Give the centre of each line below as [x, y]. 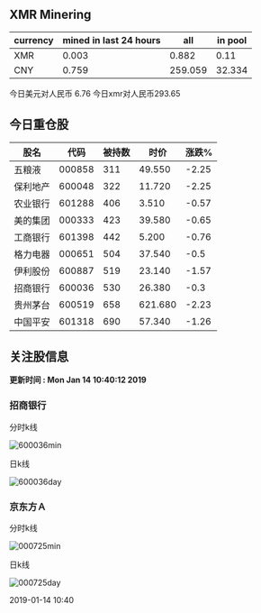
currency [34, 40]
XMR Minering [50, 15]
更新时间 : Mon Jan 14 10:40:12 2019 [78, 380]
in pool [232, 40]
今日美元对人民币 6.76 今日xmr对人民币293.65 [95, 93]
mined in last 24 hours [112, 40]
